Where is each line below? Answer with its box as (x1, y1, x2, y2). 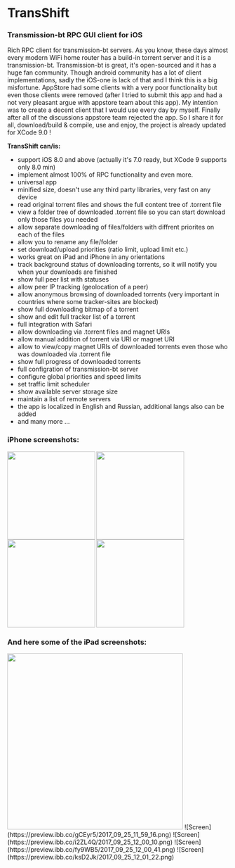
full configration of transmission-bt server (17, 365, 139, 374)
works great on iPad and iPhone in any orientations (17, 253, 166, 261)
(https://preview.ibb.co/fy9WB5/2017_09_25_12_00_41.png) (7, 845, 175, 854)
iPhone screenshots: (7, 435, 79, 445)
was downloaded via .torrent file (17, 350, 111, 358)
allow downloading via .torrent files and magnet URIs (17, 327, 170, 336)
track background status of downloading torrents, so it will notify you (17, 260, 217, 269)
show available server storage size (17, 387, 118, 396)
